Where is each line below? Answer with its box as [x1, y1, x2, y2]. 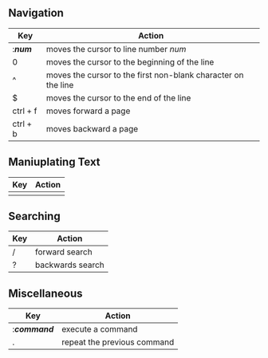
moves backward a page [45, 123, 139, 134]
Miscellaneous [8, 286, 83, 300]
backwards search [34, 259, 105, 270]
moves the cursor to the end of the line [45, 92, 191, 103]
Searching [8, 210, 61, 223]
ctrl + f [12, 105, 37, 116]
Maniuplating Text [8, 155, 101, 169]
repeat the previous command [61, 336, 175, 348]
